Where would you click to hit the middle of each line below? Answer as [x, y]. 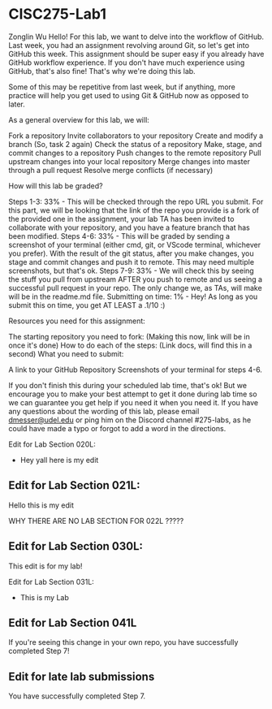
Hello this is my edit [41, 505]
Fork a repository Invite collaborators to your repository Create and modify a [136, 136]
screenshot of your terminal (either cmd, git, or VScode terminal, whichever [135, 244]
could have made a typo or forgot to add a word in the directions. [117, 428]
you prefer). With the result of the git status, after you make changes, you [131, 253]
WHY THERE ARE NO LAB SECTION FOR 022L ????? [96, 521]
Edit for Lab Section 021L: [74, 485]
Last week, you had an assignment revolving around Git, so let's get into [129, 45]
